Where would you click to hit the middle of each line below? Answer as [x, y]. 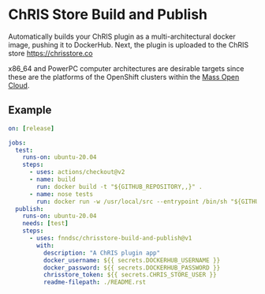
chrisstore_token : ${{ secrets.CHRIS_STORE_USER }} [130, 275]
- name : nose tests [61, 194]
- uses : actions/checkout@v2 [77, 172]
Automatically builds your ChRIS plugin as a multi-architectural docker [122, 36]
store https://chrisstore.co [50, 53]
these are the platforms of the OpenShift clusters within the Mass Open [124, 77]
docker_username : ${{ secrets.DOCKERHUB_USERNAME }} [132, 260]
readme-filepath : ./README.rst [95, 282]
